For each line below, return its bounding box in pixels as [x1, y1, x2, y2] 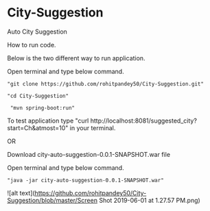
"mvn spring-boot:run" [10, 104, 75, 111]
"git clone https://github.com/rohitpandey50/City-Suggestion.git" [7, 80, 205, 87]
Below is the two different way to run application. [7, 53, 145, 62]
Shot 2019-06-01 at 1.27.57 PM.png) [99, 196, 200, 204]
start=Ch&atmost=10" [7, 123, 69, 132]
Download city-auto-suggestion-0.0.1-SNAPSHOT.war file [7, 150, 170, 158]
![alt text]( [7, 188, 36, 197]
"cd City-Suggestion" [7, 92, 69, 99]
